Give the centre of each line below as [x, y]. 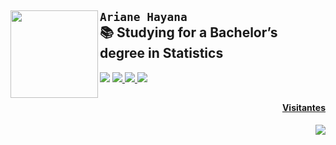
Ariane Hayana [143, 17]
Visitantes [303, 108]
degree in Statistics [161, 53]
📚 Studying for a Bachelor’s [188, 32]
